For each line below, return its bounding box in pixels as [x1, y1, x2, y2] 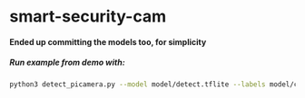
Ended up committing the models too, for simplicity [9, 36, 207, 47]
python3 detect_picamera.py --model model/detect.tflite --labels [9, 79, 266, 89]
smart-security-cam [9, 6, 166, 27]
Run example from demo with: [9, 57, 125, 68]
